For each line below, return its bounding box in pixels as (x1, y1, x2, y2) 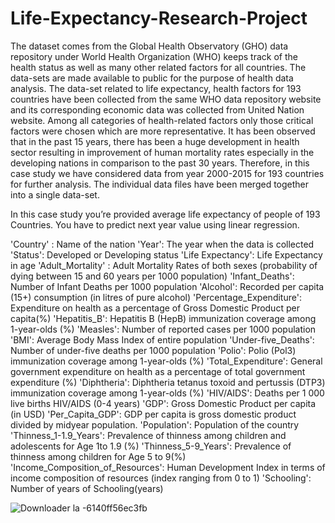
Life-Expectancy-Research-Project (10, 7, 308, 30)
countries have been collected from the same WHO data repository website (10, 93, 322, 105)
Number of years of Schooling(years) (10, 482, 164, 494)
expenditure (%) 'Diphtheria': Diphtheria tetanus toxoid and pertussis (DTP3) (10, 376, 326, 388)
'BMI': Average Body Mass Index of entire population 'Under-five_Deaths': (10, 333, 315, 346)
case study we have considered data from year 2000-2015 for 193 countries (10, 167, 325, 179)
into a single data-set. (10, 188, 100, 201)
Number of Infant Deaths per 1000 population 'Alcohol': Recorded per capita (10, 280, 325, 292)
